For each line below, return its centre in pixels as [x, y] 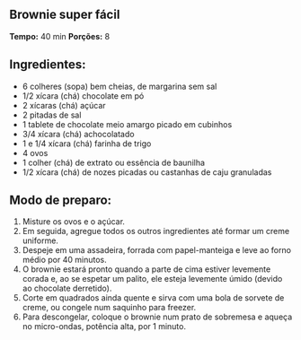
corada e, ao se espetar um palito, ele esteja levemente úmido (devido [152, 279]
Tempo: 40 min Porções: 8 [60, 36]
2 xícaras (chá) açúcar [64, 105]
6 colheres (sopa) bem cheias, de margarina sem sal [120, 86]
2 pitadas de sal [52, 115]
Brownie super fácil [65, 15]
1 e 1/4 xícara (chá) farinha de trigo [87, 144]
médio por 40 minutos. [64, 260]
